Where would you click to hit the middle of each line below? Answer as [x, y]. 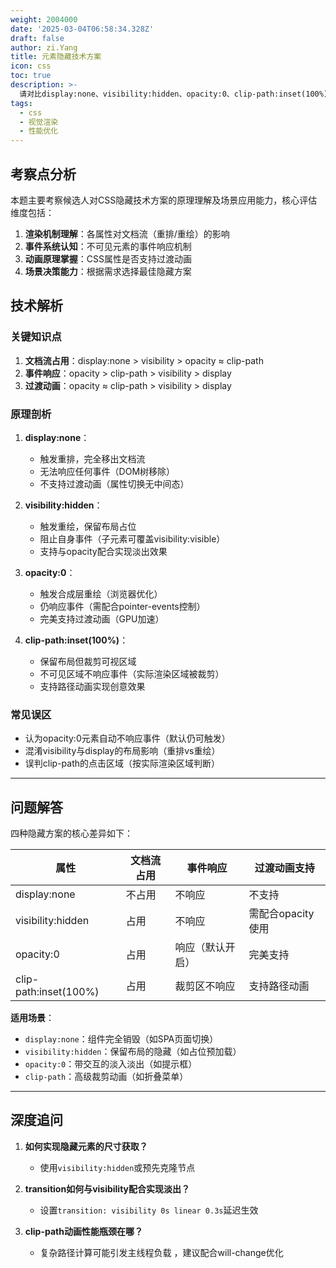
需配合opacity [281, 914]
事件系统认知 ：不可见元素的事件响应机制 [108, 246]
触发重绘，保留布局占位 [88, 526]
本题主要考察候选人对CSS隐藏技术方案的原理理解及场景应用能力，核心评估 [164, 200]
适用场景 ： [32, 1018]
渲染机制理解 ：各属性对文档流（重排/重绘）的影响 [127, 233]
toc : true [31, 76]
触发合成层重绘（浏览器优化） [101, 593]
